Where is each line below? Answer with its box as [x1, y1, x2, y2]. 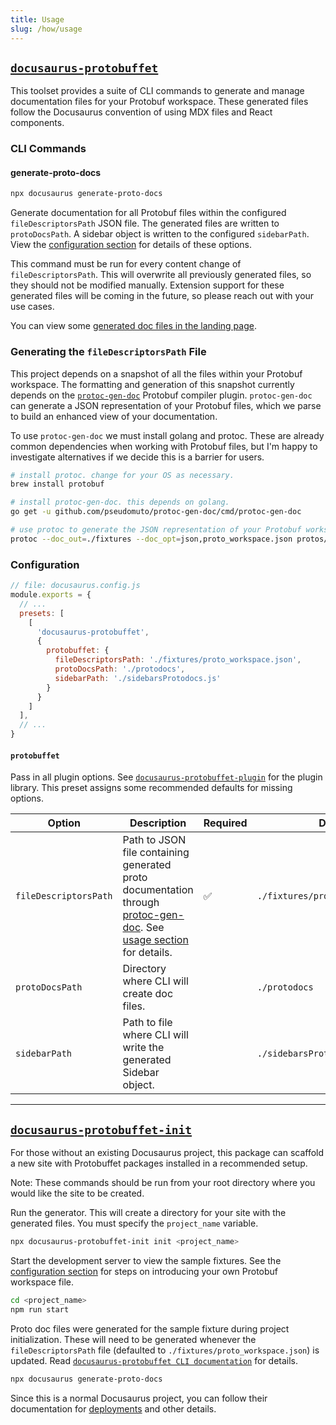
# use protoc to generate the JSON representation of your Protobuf [10, 525, 302, 535]
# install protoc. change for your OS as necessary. [10, 470, 235, 480]
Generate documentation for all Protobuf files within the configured [10, 207, 287, 219]
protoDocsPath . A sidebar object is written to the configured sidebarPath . [10, 228, 310, 240]
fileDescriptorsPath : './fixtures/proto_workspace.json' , [54, 655, 302, 665]
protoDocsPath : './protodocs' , [54, 664, 186, 675]
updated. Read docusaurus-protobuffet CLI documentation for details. [10, 1354, 299, 1366]
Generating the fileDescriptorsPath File [10, 345, 207, 359]
